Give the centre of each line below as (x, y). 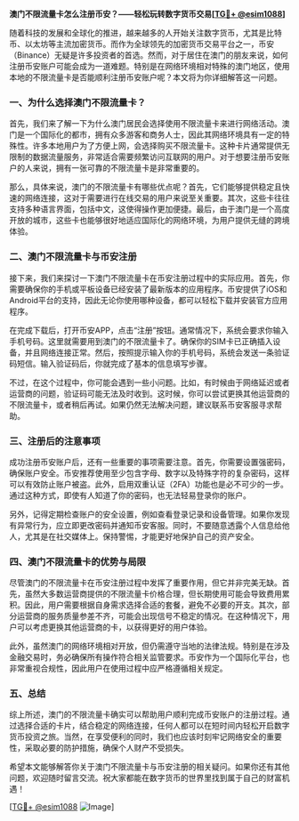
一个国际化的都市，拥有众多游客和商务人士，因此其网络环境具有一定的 (153, 135)
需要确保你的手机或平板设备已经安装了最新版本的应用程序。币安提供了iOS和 (148, 289)
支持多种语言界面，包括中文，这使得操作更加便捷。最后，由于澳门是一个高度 (149, 209)
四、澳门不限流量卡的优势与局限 (78, 561)
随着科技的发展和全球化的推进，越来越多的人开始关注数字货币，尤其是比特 (145, 33)
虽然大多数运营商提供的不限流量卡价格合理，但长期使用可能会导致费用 (153, 594)
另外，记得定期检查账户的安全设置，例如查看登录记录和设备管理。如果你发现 (149, 514)
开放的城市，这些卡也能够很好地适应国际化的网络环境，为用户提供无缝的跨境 (149, 221)
